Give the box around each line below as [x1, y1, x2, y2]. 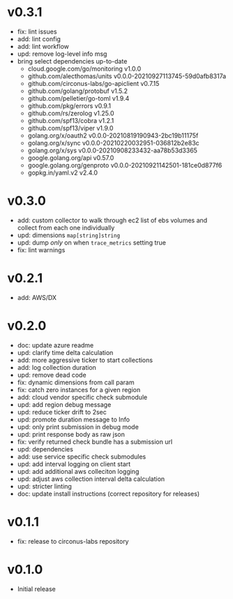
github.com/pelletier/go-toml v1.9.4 [27, 94, 130, 102]
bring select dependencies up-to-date [17, 57, 128, 65]
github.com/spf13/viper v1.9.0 [27, 124, 114, 132]
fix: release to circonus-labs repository [17, 537, 129, 545]
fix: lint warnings [17, 245, 66, 254]
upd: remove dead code [17, 370, 87, 379]
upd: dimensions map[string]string [17, 231, 121, 239]
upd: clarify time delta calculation [17, 348, 114, 356]
